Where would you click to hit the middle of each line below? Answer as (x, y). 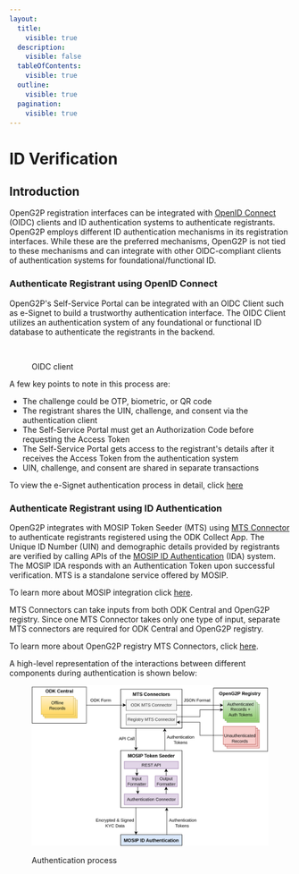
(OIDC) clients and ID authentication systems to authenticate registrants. (142, 223)
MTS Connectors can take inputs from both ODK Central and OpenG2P (140, 609)
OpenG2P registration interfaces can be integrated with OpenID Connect (143, 213)
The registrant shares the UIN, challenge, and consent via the (135, 411)
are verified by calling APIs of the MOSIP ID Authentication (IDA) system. (143, 556)
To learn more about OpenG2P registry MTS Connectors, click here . (134, 646)
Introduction (45, 191)
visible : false (54, 57)
